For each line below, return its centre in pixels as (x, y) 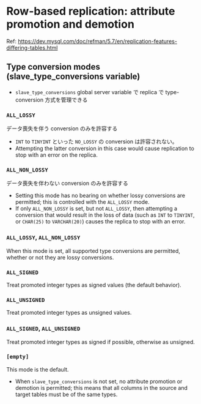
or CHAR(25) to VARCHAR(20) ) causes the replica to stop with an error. (100, 222)
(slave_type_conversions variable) (73, 77)
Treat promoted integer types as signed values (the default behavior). (94, 285)
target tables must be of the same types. (66, 394)
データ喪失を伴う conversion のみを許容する (62, 129)
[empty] (18, 357)
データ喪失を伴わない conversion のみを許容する (67, 183)
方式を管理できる (66, 100)
